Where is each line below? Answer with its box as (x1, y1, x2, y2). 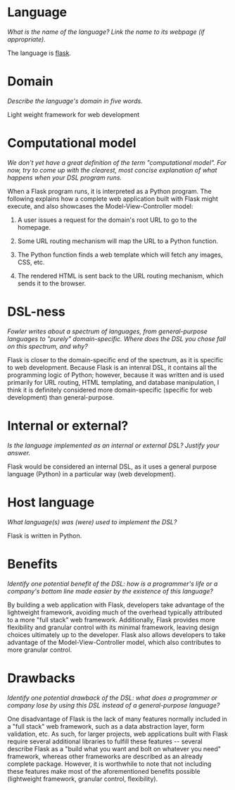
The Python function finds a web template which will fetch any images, (17, 250, 223, 259)
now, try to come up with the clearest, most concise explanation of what (7, 166, 217, 174)
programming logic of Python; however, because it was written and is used (7, 371, 224, 379)
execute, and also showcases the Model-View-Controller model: (7, 202, 193, 210)
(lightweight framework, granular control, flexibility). (7, 774, 158, 783)
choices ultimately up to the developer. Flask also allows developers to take (7, 630, 227, 638)
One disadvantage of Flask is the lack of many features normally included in (7, 715, 227, 723)
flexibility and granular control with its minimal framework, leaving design (7, 623, 220, 631)
